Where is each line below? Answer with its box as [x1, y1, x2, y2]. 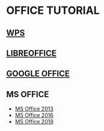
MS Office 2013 [14, 105, 54, 112]
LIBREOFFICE [6, 48, 57, 58]
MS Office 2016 [14, 112, 54, 119]
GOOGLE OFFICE [6, 69, 70, 79]
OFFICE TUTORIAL [6, 4, 100, 18]
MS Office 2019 [14, 118, 54, 126]
